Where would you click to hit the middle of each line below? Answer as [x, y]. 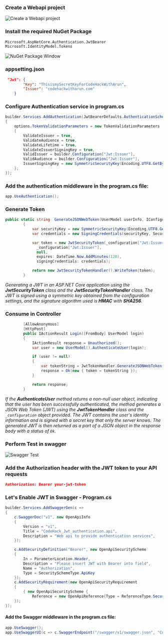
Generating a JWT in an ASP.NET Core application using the [67, 285]
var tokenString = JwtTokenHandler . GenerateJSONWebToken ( [102, 366]
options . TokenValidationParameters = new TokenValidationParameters [87, 126]
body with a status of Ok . [31, 431]
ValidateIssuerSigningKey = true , [59, 150]
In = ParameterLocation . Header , [57, 559]
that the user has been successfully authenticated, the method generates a [83, 404]
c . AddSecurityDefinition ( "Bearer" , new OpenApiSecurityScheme [80, 550]
